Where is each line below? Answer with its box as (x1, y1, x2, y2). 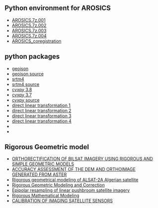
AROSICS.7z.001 (11, 17, 46, 23)
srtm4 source (11, 81, 40, 87)
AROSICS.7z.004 (11, 33, 47, 39)
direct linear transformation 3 (11, 113, 72, 119)
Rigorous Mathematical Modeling (11, 193, 80, 199)
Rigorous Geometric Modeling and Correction (11, 182, 105, 188)
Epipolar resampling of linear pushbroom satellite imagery (11, 187, 130, 193)
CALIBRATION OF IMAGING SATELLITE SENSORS (11, 198, 113, 204)
